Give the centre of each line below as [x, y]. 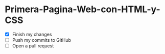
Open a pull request [33, 46]
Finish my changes [32, 34]
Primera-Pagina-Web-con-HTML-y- [82, 9]
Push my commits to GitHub [41, 40]
